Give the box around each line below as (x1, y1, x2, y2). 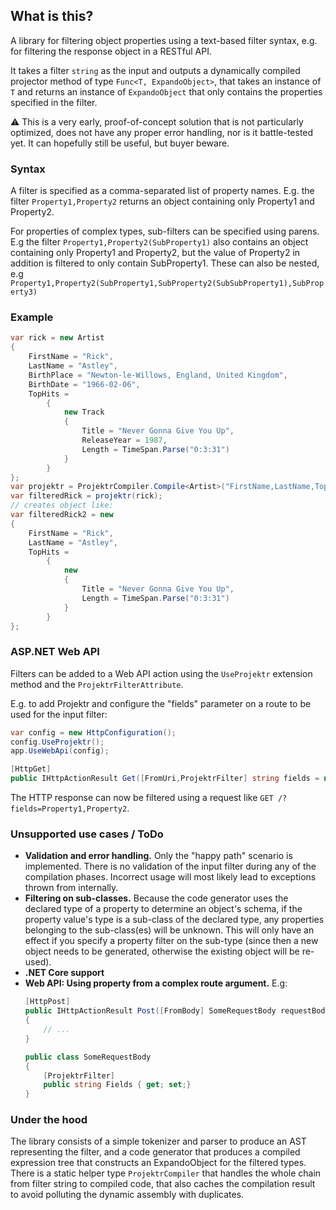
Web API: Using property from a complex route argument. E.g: (24, 977, 288, 989)
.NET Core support (24, 967, 105, 979)
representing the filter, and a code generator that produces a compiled (10, 1146, 301, 1158)
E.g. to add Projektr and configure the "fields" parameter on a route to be (10, 697, 312, 709)
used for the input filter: (10, 708, 108, 720)
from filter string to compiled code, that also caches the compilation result (10, 1178, 316, 1190)
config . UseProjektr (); (10, 737, 105, 747)
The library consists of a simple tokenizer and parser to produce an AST (10, 1135, 307, 1148)
